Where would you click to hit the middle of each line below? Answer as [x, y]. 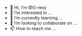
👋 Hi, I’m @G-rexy [28, 8]
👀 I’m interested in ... [31, 13]
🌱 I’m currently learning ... [36, 18]
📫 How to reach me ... [33, 28]
